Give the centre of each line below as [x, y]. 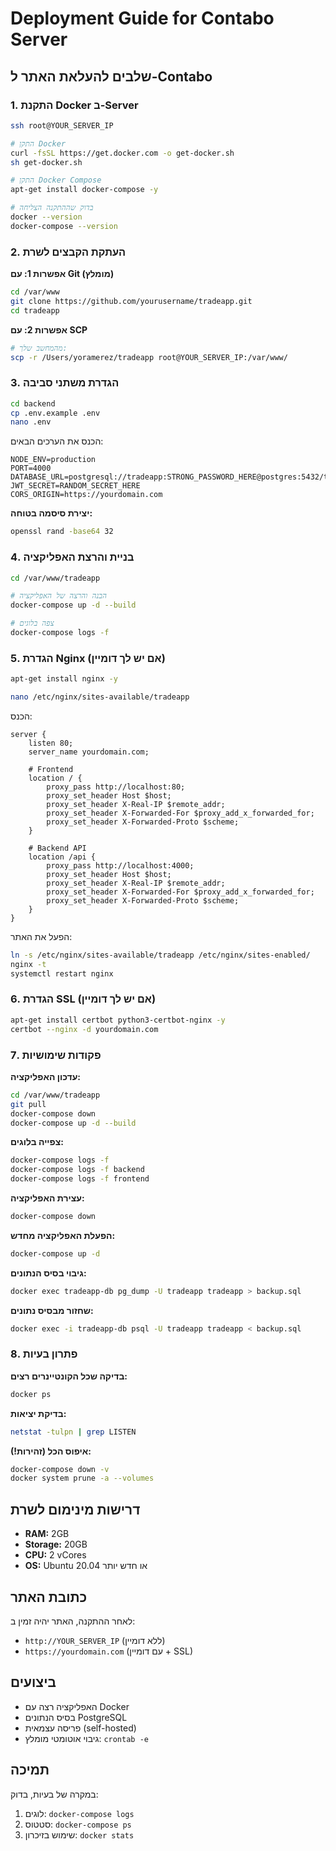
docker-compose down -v [60, 1469]
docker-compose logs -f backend [77, 1170]
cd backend [33, 403]
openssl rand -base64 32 [62, 532]
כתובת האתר [49, 1597]
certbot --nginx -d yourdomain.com [84, 1029]
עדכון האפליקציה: [46, 1076]
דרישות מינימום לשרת [75, 1509]
